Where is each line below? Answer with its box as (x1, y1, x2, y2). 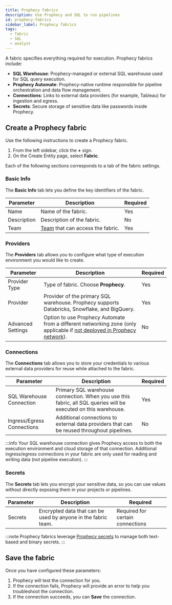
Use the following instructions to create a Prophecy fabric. (5, 137, 128, 143)
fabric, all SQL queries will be (55, 399, 126, 406)
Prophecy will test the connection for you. (12, 577, 101, 583)
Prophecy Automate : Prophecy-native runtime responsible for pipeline (12, 81, 162, 87)
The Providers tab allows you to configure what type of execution (5, 252, 144, 258)
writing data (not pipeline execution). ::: (5, 457, 88, 463)
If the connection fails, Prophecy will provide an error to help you (12, 582, 150, 589)
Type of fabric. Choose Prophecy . (43, 281, 125, 288)
